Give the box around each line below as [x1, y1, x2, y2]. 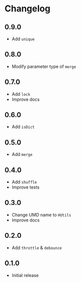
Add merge [11, 151, 33, 157]
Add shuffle [11, 179, 37, 185]
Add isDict [11, 124, 35, 130]
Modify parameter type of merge [11, 63, 77, 70]
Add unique [11, 36, 35, 42]
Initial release [11, 272, 39, 278]
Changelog [4, 3, 51, 14]
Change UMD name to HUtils [11, 211, 72, 217]
